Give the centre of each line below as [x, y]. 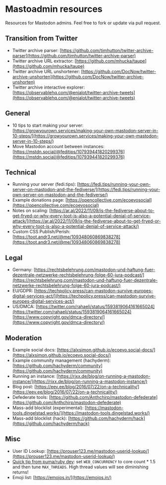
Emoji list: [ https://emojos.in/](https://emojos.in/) [62, 477]
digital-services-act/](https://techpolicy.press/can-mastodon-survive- [84, 296]
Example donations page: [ [40, 200]
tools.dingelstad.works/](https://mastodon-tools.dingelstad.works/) [81, 413]
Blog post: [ [24, 387]
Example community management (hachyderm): [61, 360]
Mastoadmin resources [54, 9]
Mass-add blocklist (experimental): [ [49, 408]
